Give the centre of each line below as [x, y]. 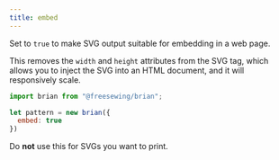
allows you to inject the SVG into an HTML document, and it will [127, 70]
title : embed [34, 18]
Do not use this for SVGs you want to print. [89, 147]
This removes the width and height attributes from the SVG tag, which [139, 60]
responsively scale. [45, 80]
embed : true [40, 121]
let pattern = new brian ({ [60, 112]
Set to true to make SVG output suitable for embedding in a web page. [140, 43]
